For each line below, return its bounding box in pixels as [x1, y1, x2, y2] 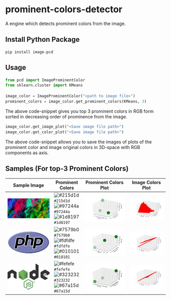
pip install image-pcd [5, 49, 53, 55]
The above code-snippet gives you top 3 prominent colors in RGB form [5, 108, 154, 114]
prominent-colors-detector [5, 4, 123, 15]
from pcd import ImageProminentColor [5, 78, 85, 83]
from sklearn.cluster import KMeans [5, 83, 83, 88]
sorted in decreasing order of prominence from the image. [5, 113, 127, 119]
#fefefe [53, 267, 70, 272]
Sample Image [13, 182, 44, 188]
